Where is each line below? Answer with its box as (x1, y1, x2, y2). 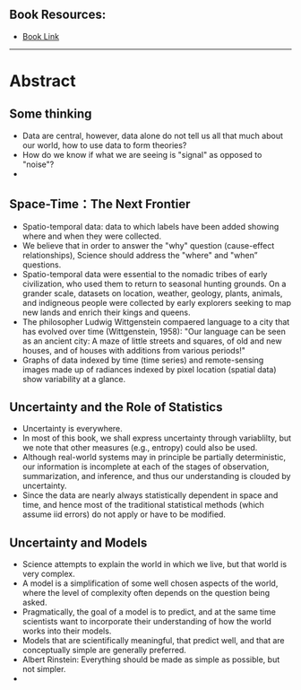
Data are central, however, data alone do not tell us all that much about (21, 130, 284, 141)
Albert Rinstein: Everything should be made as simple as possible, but (21, 654, 280, 665)
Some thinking (9, 107, 92, 122)
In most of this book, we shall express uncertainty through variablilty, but (21, 432, 292, 443)
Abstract (9, 71, 76, 91)
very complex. (21, 569, 75, 580)
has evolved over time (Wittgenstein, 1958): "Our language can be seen (21, 326, 287, 336)
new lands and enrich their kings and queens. (21, 307, 191, 318)
